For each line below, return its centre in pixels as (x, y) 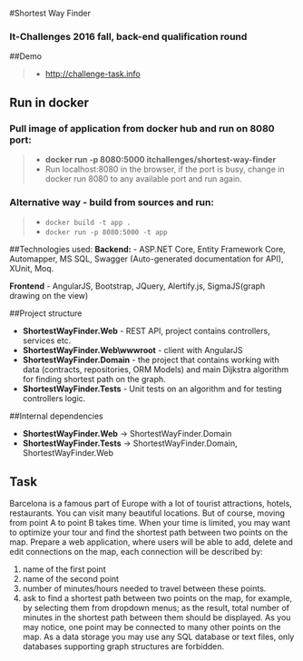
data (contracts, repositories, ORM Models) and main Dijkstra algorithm (155, 370)
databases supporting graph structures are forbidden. (123, 646)
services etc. (47, 340)
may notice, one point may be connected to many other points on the (151, 627)
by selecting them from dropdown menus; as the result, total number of (156, 608)
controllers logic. (54, 399)
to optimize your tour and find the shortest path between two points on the (149, 533)
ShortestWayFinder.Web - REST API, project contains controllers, (146, 331)
